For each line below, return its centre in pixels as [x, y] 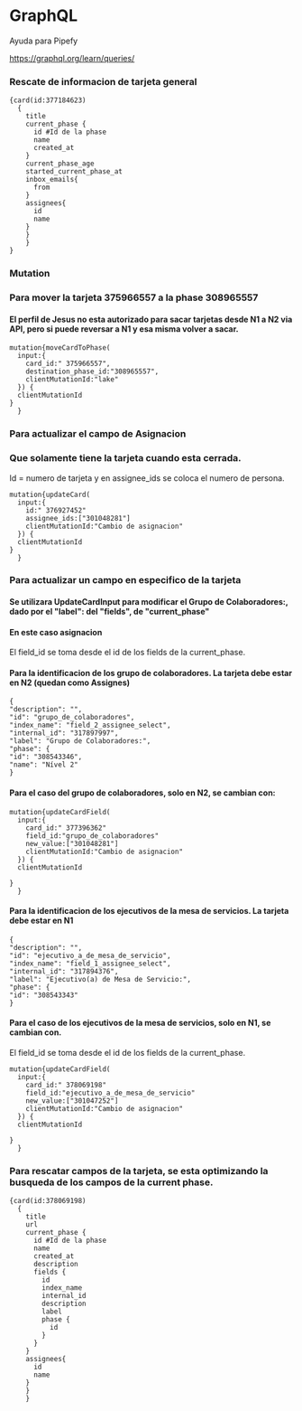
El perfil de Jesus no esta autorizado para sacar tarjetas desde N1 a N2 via [151, 319]
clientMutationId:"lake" [72, 380]
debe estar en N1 [41, 921]
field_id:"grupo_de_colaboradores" [92, 836]
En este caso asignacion [56, 632]
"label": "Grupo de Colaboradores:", [80, 741]
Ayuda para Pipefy [44, 41]
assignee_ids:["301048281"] [78, 518]
